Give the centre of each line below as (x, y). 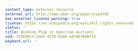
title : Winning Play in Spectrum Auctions (49, 32)
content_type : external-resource (39, 9)
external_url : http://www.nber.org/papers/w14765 (57, 14)
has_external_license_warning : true (43, 18)
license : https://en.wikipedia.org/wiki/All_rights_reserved (69, 23)
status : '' (16, 28)
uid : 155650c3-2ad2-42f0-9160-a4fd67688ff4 (51, 37)
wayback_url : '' (22, 41)
